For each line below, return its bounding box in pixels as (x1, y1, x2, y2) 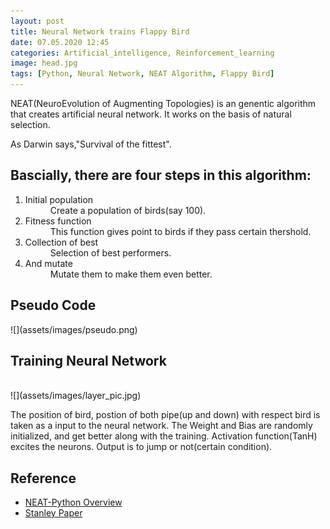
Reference (10, 470, 77, 487)
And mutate (24, 257, 73, 269)
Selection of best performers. (49, 246, 172, 259)
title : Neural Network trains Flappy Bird (10, 26, 190, 37)
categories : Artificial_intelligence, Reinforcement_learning (10, 48, 275, 58)
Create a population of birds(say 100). (49, 204, 207, 216)
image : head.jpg (10, 58, 78, 69)
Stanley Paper (24, 507, 83, 519)
